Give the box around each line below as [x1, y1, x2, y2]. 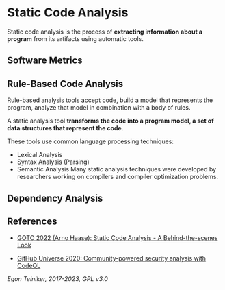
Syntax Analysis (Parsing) [16, 158, 90, 166]
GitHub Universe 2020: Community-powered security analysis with [16, 254, 207, 263]
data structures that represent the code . [7, 124, 124, 132]
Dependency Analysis [7, 192, 103, 204]
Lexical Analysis [16, 151, 63, 159]
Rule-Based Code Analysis [7, 77, 124, 90]
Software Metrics [7, 55, 83, 67]
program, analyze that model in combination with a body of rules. [7, 104, 191, 112]
